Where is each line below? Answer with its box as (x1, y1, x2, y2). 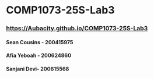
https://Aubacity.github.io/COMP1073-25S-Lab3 (6, 24, 148, 33)
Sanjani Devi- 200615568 (6, 65, 69, 72)
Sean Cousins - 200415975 (6, 38, 73, 45)
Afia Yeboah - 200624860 (6, 52, 72, 59)
